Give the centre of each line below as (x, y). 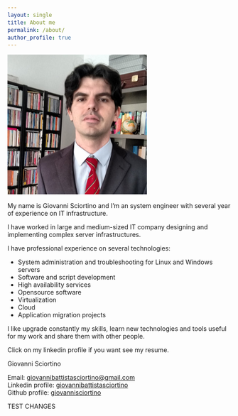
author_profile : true (39, 38)
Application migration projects (62, 315)
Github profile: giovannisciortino (54, 393)
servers (29, 270)
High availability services (54, 285)
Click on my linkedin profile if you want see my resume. (88, 350)
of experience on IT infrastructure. (58, 214)
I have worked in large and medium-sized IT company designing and (108, 227)
